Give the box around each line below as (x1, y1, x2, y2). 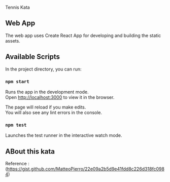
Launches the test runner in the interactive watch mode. (5, 132, 123, 138)
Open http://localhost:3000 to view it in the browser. (5, 94, 115, 100)
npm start (5, 79, 29, 84)
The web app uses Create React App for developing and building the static (5, 32, 161, 39)
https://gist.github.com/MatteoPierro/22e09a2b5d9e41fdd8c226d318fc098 (7, 166, 165, 172)
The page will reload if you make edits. (5, 104, 86, 110)
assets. (5, 38, 20, 44)
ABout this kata (5, 147, 55, 156)
